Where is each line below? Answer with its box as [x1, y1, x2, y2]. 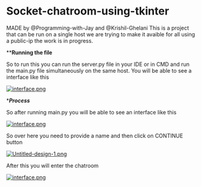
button [6, 138, 23, 146]
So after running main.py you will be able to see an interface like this [6, 108, 177, 116]
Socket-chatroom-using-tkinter [6, 4, 170, 18]
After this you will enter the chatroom [6, 162, 99, 169]
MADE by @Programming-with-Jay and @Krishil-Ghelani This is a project [6, 24, 189, 31]
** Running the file [6, 48, 53, 56]
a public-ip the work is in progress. [6, 37, 93, 44]
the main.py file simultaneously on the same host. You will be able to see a [6, 67, 192, 74]
